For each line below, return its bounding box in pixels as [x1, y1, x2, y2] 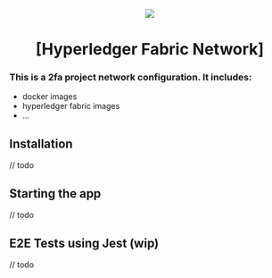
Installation [9, 136, 73, 151]
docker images [21, 91, 78, 102]
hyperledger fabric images [21, 101, 120, 112]
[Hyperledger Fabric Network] [35, 39, 265, 60]
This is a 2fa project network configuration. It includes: [9, 72, 252, 84]
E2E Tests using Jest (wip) [9, 235, 160, 250]
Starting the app [9, 186, 102, 201]
